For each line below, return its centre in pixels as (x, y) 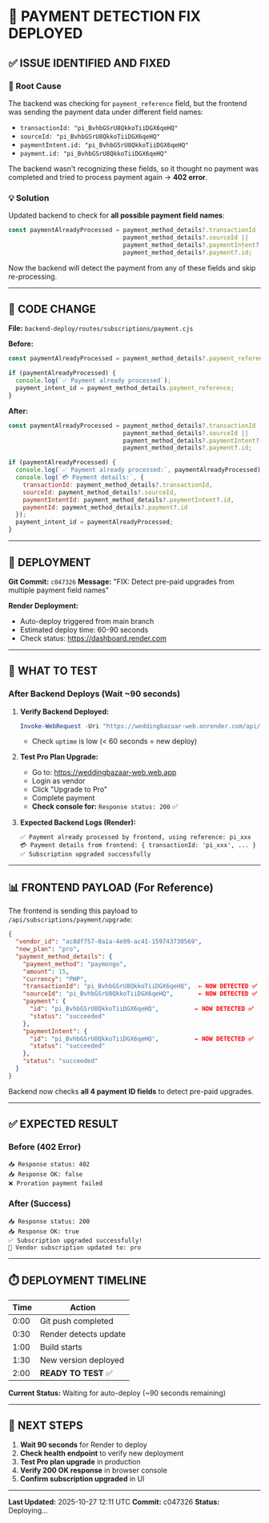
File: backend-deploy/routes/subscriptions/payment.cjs (101, 328)
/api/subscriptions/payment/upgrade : (70, 919)
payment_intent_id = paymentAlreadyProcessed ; (94, 522)
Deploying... (28, 1511)
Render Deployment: (43, 605)
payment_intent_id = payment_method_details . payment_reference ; (125, 389)
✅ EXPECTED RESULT (63, 1124)
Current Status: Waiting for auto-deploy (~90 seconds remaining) (117, 1393)
